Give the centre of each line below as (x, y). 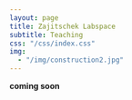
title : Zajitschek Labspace (63, 26)
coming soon (35, 86)
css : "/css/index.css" (52, 43)
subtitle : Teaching (46, 35)
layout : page (34, 18)
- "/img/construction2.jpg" (71, 60)
